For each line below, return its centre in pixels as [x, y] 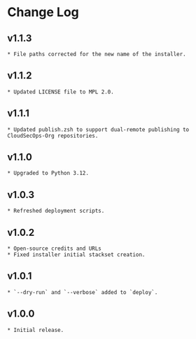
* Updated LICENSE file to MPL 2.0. [61, 92]
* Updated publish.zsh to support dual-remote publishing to [98, 129]
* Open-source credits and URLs [54, 249]
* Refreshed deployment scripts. [56, 211]
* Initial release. [36, 330]
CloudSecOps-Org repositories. [53, 135]
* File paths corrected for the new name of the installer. [97, 54]
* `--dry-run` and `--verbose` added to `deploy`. [83, 292]
